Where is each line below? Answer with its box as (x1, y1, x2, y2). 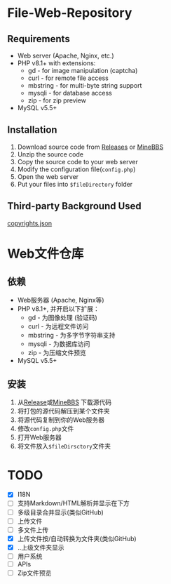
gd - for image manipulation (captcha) (27, 67, 138, 74)
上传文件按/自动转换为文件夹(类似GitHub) (17, 534, 137, 543)
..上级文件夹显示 (17, 543, 64, 552)
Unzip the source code (17, 150, 84, 159)
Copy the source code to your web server (17, 157, 138, 166)
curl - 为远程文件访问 (27, 321, 89, 331)
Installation (7, 124, 57, 136)
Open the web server (17, 172, 79, 180)
